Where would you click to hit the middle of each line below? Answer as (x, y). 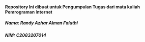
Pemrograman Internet (29, 12)
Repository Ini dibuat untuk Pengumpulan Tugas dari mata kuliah (72, 7)
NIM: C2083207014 (26, 35)
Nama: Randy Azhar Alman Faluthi (42, 23)
